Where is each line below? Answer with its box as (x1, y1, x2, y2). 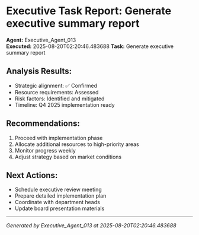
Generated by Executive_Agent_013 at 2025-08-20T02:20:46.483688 (6, 222, 176, 229)
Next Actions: (6, 170, 58, 180)
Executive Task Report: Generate (6, 4, 172, 18)
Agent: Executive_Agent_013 (6, 36, 76, 43)
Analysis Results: (6, 66, 72, 77)
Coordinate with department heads (14, 199, 101, 206)
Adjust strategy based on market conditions (14, 153, 122, 160)
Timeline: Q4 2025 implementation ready (14, 101, 115, 108)
